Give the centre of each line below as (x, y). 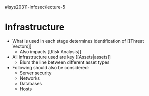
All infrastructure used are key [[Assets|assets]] (62, 57)
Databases (31, 83)
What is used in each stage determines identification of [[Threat (78, 41)
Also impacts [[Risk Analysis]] (50, 51)
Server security (36, 73)
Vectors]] (22, 46)
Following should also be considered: (51, 67)
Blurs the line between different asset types (65, 62)
